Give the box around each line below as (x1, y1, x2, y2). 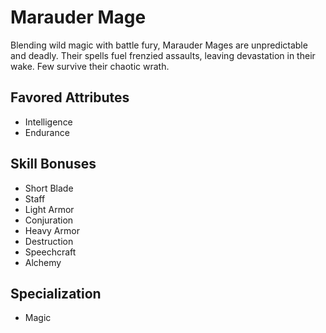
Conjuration (24, 214, 74, 226)
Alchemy (24, 256, 62, 268)
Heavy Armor (24, 224, 80, 236)
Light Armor (24, 203, 75, 215)
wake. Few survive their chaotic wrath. (10, 60, 170, 72)
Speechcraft (24, 246, 77, 258)
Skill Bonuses (10, 156, 97, 173)
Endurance (24, 126, 70, 138)
